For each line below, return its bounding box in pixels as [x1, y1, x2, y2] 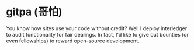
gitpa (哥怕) [6, 5, 63, 19]
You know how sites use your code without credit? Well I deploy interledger [6, 24, 188, 32]
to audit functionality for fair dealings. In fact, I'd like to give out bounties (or [6, 31, 189, 38]
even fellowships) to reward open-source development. [6, 37, 140, 44]
